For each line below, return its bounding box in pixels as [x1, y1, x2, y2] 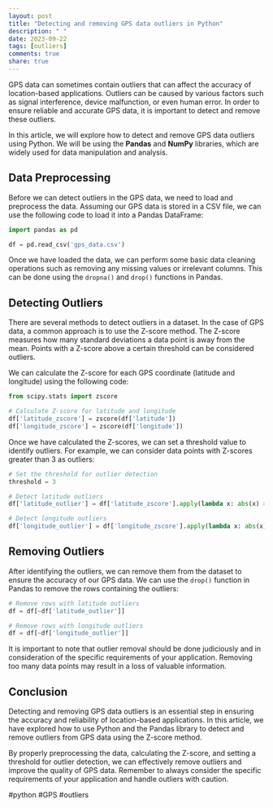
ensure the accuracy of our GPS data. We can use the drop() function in [8, 575, 250, 585]
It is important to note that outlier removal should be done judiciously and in [8, 644, 262, 654]
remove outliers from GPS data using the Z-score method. [8, 732, 202, 742]
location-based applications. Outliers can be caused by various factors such [8, 88, 264, 98]
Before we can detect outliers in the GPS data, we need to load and [8, 192, 233, 202]
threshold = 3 [8, 477, 57, 485]
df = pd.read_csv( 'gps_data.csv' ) [8, 240, 126, 248]
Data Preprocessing [8, 171, 111, 185]
